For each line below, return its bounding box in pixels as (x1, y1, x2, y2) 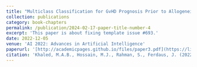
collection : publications (6, 14, 69, 20)
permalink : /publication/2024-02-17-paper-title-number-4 (6, 24, 151, 31)
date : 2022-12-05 (6, 36, 49, 41)
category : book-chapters (6, 19, 67, 25)
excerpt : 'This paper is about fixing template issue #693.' (6, 30, 159, 36)
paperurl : (6, 47, 30, 52)
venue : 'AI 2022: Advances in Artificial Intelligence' (6, 41, 145, 47)
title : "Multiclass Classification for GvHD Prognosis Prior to (6, 8, 167, 15)
